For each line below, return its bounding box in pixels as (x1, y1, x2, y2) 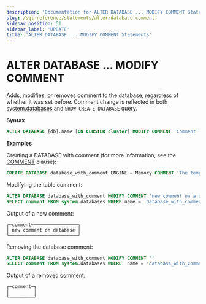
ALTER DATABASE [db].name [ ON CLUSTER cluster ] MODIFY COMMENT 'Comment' (6, 128, 199, 135)
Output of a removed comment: (6, 271, 86, 279)
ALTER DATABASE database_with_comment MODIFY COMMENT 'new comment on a (6, 193, 196, 199)
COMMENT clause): (6, 158, 57, 165)
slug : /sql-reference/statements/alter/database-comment (6, 15, 155, 21)
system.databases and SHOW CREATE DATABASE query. (6, 105, 138, 112)
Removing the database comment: (6, 243, 93, 251)
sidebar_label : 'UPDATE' (6, 26, 70, 33)
